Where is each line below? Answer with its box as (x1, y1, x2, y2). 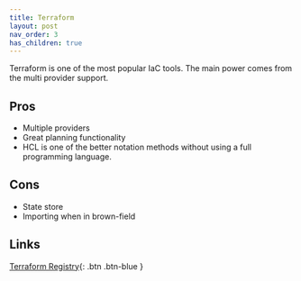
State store (22, 201, 64, 212)
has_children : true (9, 38, 83, 48)
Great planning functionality (22, 132, 126, 143)
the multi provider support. (9, 73, 109, 84)
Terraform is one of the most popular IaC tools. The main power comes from (9, 63, 293, 74)
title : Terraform (9, 13, 75, 23)
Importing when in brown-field (22, 211, 136, 222)
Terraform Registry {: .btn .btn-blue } (9, 260, 144, 271)
